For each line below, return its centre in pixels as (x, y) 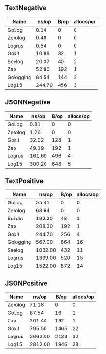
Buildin (15, 219)
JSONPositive (26, 283)
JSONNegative (28, 102)
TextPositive (24, 181)
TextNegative (26, 8)
